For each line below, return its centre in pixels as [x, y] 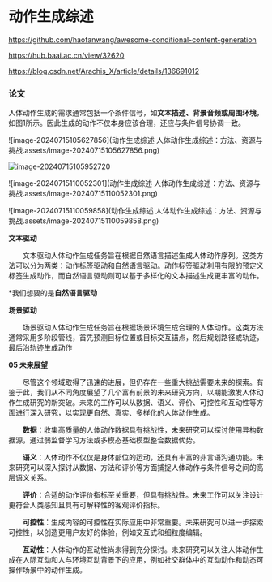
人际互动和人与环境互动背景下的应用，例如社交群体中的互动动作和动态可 [143, 560]
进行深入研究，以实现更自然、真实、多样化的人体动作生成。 [115, 413]
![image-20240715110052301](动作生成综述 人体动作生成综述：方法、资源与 [134, 183]
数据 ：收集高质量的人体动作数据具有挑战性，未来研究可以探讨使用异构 [140, 430]
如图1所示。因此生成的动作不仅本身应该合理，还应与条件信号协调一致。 [127, 123]
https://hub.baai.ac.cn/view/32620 [66, 55]
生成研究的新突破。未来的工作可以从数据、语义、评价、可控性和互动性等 [136, 403]
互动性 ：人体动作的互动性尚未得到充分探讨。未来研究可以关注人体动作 [140, 550]
